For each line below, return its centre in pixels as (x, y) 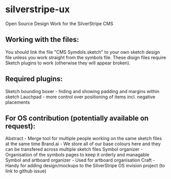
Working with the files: (42, 40)
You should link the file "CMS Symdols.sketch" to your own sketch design (83, 52)
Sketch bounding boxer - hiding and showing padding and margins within (82, 91)
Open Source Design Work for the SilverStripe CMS (59, 24)
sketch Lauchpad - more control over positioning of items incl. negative (80, 97)
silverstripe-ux (38, 9)
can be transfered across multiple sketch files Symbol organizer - (74, 149)
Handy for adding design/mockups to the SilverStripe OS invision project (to (85, 166)
